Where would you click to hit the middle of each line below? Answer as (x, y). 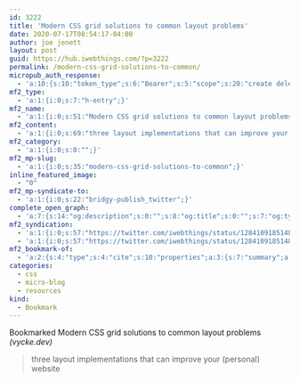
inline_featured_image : (53, 175)
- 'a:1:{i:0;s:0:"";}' (59, 150)
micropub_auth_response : (55, 76)
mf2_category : (36, 142)
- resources (40, 290)
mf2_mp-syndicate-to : (49, 191)
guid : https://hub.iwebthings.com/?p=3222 (89, 59)
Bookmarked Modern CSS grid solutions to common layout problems (135, 333)
